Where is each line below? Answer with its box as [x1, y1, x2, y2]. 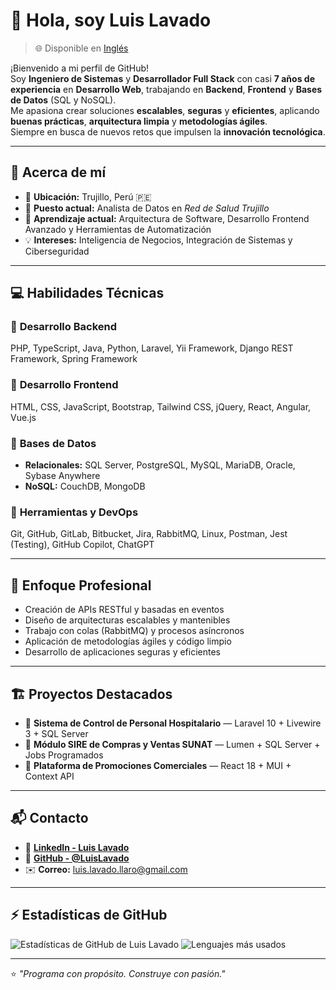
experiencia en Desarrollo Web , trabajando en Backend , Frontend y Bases [10, 83, 323, 95]
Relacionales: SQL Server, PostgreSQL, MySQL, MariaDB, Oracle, [24, 459, 296, 471]
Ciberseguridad [24, 245, 90, 257]
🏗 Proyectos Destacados [10, 685, 173, 703]
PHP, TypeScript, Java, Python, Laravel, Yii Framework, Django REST [10, 342, 294, 354]
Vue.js [10, 411, 37, 423]
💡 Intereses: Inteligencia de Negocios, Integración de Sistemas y [24, 234, 293, 246]
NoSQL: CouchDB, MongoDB [24, 480, 146, 493]
